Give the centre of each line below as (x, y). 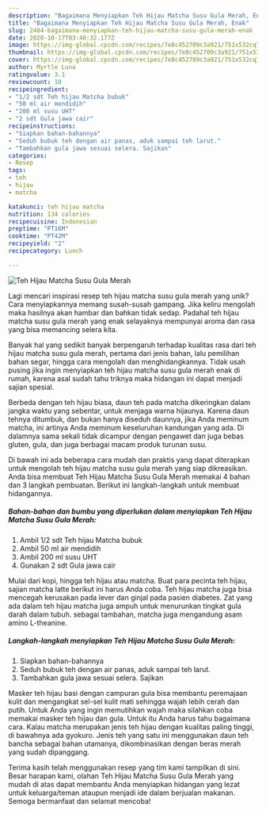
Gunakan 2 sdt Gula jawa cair (68, 565)
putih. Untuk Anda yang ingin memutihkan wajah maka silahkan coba (121, 709)
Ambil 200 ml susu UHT (58, 556)
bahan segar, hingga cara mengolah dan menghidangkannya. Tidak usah (127, 361)
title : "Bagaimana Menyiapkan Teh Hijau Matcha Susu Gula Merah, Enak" (129, 23)
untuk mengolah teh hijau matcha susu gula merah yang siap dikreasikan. (128, 468)
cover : (19, 60)
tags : (17, 170)
